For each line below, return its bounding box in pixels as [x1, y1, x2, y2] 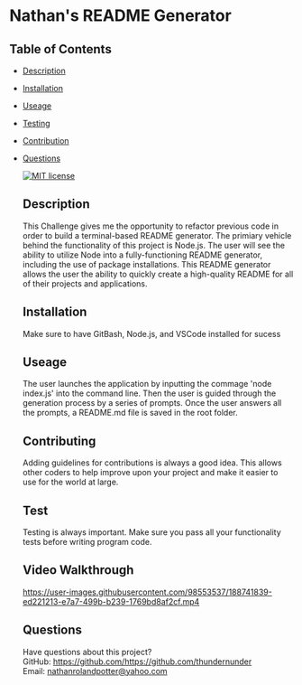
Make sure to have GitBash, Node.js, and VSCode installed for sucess [22, 328, 281, 339]
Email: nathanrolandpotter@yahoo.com [22, 665, 169, 676]
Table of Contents [9, 42, 113, 57]
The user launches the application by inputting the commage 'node [22, 379, 272, 389]
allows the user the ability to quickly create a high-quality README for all [22, 268, 294, 279]
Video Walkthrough [22, 562, 134, 578]
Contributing [22, 433, 96, 448]
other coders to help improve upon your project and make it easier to [22, 467, 279, 478]
